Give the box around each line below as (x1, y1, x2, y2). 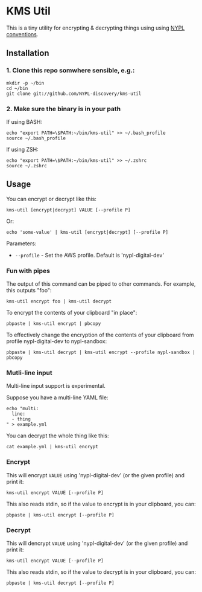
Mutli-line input (6, 368, 52, 377)
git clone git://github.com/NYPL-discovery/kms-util (6, 91, 142, 97)
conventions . (6, 30, 39, 37)
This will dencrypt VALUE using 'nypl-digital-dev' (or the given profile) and (6, 539, 188, 547)
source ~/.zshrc (6, 162, 47, 169)
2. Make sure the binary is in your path (6, 105, 121, 113)
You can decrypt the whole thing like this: (6, 432, 109, 439)
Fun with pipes (6, 266, 50, 275)
